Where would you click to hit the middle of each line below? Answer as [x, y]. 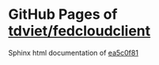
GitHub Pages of [63, 14]
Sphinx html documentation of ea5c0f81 [73, 52]
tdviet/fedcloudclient [79, 31]
